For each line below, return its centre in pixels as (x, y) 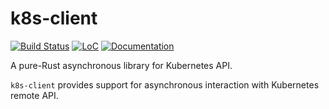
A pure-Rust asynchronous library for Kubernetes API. (121, 65)
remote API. (34, 95)
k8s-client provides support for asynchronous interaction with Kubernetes (165, 84)
